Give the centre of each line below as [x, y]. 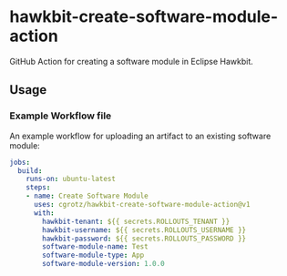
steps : [38, 188]
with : [44, 213]
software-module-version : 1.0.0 [104, 264]
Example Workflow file [61, 116]
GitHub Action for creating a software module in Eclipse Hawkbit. [131, 61]
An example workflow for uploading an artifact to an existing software [140, 136]
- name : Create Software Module [87, 196]
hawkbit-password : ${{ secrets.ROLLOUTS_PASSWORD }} [144, 239]
